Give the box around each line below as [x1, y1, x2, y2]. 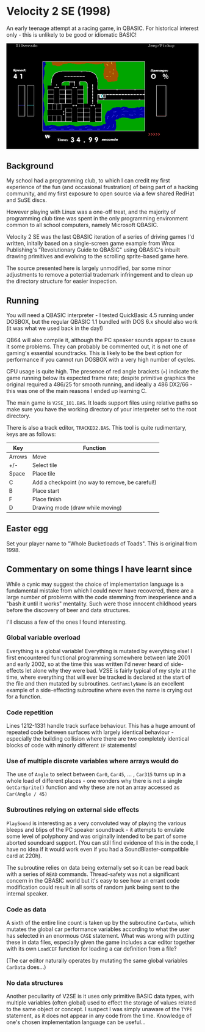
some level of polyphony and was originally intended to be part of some [6, 832, 187, 840]
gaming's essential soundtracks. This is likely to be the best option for [6, 350, 182, 357]
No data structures [6, 978, 63, 987]
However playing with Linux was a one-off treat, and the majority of [6, 208, 176, 215]
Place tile [32, 470, 56, 477]
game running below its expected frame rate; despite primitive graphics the [6, 375, 196, 382]
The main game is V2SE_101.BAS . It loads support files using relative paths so [6, 399, 198, 406]
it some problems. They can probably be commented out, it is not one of [6, 343, 188, 350]
